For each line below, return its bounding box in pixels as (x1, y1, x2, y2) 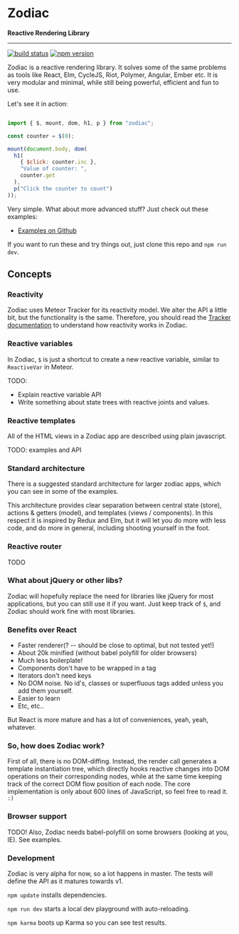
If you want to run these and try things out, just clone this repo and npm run (7, 240, 227, 248)
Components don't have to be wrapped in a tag (17, 664, 156, 672)
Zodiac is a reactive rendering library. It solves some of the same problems (7, 63, 227, 71)
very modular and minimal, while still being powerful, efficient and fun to (7, 78, 219, 86)
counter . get (20, 172, 55, 179)
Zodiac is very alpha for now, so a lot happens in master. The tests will (7, 869, 213, 878)
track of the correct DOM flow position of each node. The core (7, 780, 191, 788)
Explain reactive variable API (17, 390, 102, 399)
